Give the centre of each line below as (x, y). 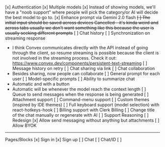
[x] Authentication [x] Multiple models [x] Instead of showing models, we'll (80, 7)
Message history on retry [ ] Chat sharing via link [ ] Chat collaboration (83, 68)
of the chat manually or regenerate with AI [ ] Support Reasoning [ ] (80, 115)
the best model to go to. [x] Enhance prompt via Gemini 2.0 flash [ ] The (78, 17)
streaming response (25, 38)
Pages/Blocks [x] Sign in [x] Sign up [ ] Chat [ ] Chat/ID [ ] (63, 139)
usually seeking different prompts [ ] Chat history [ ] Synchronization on (78, 33)
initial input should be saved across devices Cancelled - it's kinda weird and (82, 22)
